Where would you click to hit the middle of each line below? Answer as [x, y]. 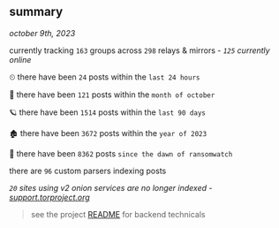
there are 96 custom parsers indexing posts [88, 171]
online [20, 59]
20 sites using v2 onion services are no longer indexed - [111, 187]
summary [36, 12]
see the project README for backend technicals [118, 214]
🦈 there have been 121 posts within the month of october [112, 95]
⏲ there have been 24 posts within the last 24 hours [105, 77]
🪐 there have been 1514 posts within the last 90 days [107, 112]
